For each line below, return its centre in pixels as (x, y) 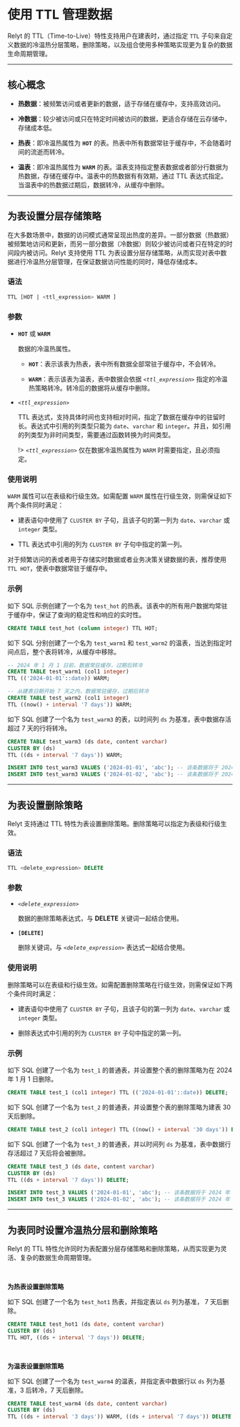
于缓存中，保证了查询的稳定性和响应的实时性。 (76, 614)
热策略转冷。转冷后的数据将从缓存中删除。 (91, 388)
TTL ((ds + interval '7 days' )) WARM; (65, 755)
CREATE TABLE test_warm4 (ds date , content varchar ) (87, 1403)
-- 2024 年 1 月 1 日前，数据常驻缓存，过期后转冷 (75, 665)
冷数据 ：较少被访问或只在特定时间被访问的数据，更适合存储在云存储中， (124, 119)
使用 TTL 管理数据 (60, 15)
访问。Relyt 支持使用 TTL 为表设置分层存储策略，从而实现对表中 (126, 252)
